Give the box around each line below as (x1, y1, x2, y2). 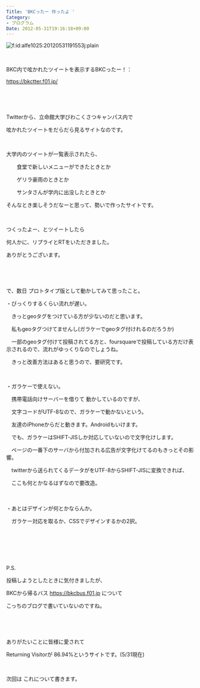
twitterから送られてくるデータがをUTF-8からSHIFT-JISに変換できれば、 (11, 467, 188, 474)
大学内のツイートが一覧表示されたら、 (6, 150, 100, 158)
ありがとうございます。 (6, 251, 64, 258)
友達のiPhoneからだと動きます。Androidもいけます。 (11, 421, 141, 429)
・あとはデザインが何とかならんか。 (6, 505, 96, 512)
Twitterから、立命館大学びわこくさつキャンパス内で (6, 113, 133, 120)
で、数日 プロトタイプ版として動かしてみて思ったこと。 (6, 287, 143, 294)
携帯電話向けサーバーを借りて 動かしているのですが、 (11, 396, 144, 403)
